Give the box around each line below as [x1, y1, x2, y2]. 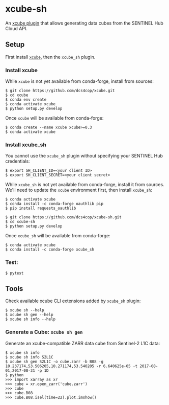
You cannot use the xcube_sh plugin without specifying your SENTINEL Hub [5, 153, 163, 159]
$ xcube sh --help [5, 308, 44, 313]
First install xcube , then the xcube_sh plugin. [5, 54, 96, 60]
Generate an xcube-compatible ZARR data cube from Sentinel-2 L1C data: [5, 340, 160, 346]
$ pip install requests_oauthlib [5, 206, 76, 211]
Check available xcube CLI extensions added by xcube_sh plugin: [5, 298, 141, 304]
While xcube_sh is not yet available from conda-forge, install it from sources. [5, 182, 164, 188]
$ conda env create [5, 97, 47, 102]
